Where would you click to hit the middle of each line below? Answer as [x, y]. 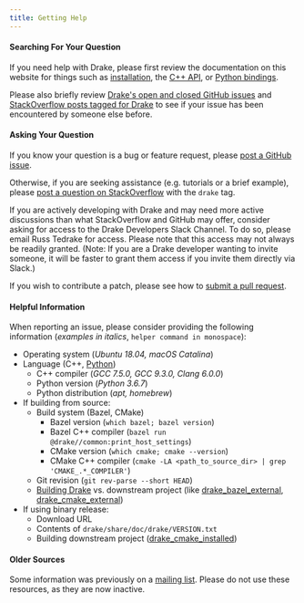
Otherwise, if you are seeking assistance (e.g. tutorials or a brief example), [149, 182]
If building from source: [66, 403]
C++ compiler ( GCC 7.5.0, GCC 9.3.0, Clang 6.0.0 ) [130, 374]
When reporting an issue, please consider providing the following [132, 327]
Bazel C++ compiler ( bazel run [108, 432]
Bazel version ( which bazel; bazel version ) [132, 422]
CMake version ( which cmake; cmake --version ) [139, 452]
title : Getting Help [49, 18]
